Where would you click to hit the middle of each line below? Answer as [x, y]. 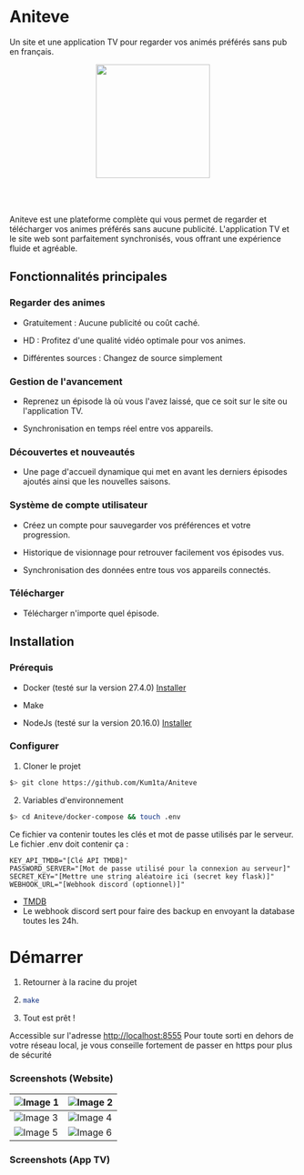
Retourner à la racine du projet [80, 982]
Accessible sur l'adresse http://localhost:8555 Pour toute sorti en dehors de [152, 1036]
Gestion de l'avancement [66, 381]
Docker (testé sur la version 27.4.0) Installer [104, 688]
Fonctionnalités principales [89, 277]
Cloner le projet [52, 766]
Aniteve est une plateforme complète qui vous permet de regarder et [138, 219]
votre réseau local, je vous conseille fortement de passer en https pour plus [151, 1045]
